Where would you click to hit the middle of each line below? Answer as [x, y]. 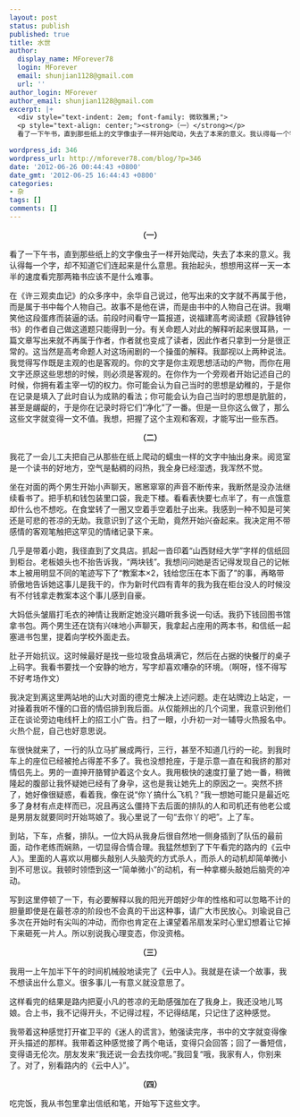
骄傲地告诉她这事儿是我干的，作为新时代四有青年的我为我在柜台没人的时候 [146, 584]
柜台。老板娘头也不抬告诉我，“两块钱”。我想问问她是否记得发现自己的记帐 [153, 561]
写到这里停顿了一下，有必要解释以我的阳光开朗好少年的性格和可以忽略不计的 [150, 900]
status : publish [39, 26]
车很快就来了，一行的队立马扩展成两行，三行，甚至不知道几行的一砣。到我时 [150, 749]
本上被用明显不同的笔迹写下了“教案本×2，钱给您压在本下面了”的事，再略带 [147, 573]
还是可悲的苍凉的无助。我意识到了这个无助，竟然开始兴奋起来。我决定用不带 [150, 520]
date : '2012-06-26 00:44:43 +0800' [75, 166]
